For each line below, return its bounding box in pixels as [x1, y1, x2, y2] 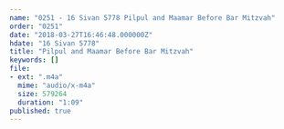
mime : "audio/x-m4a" [17, 81, 96, 90]
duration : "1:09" [17, 97, 84, 107]
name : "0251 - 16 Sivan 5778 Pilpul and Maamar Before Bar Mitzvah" [9, 13, 276, 23]
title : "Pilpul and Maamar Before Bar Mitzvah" [9, 47, 195, 56]
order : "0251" [9, 22, 64, 31]
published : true [9, 106, 71, 115]
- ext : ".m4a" [9, 73, 64, 82]
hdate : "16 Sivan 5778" [9, 38, 100, 48]
